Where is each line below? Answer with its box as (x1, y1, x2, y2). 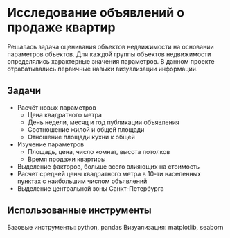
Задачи (7, 85, 42, 96)
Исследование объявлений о (7, 5, 185, 21)
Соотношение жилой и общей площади (27, 125, 145, 133)
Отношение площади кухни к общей (27, 133, 135, 141)
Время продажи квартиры (27, 155, 106, 163)
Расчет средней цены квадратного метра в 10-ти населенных (17, 169, 201, 178)
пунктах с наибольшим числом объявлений (17, 177, 148, 185)
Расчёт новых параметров (17, 103, 96, 112)
